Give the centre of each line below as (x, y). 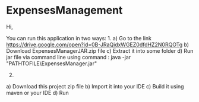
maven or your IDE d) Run (38, 93)
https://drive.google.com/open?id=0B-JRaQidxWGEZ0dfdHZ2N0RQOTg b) (97, 44)
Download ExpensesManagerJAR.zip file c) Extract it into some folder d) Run (100, 50)
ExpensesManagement (64, 10)
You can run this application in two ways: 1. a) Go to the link (79, 38)
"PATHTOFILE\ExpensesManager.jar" (51, 63)
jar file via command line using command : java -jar (69, 57)
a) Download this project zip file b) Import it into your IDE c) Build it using (95, 86)
